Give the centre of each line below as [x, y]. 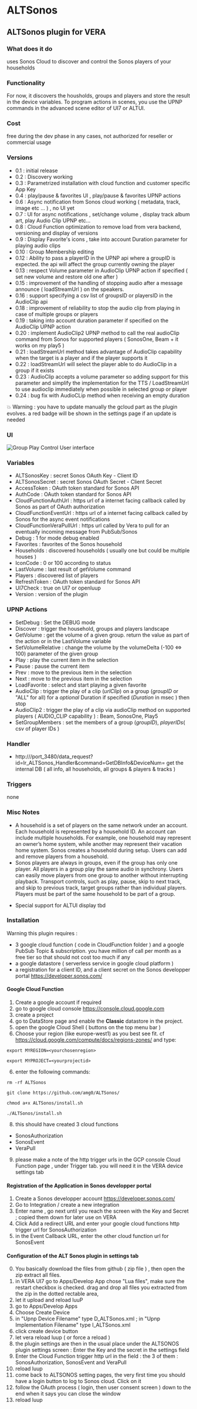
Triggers [19, 784]
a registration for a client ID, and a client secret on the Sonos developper [103, 969]
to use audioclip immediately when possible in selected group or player [101, 389]
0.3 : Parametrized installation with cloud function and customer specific [103, 183]
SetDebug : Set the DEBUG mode [55, 622]
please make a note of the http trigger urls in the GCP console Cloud [98, 1160]
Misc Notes [23, 812]
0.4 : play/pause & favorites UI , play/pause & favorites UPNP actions [98, 195]
